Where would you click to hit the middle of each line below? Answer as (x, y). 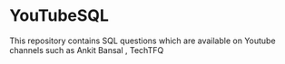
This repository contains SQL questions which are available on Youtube (142, 41)
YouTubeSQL (59, 16)
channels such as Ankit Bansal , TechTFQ (87, 50)
